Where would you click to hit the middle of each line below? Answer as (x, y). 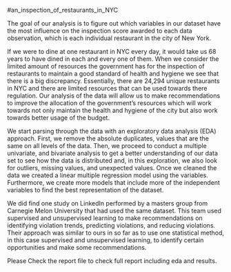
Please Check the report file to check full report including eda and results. (112, 261)
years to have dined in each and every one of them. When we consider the (113, 59)
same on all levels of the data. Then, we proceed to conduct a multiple (107, 146)
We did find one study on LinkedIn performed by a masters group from (108, 203)
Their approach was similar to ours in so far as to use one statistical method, (116, 233)
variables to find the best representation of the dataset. (86, 190)
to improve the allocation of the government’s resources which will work (109, 103)
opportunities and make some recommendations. (77, 247)
